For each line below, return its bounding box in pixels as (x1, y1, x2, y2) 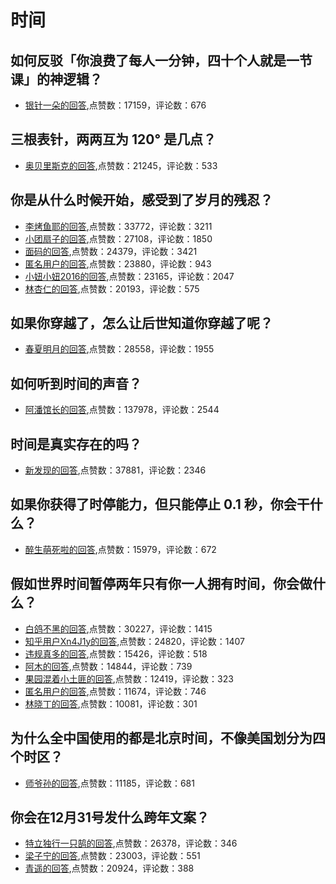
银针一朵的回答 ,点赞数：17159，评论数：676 (24, 99, 207, 111)
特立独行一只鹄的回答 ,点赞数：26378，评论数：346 (24, 837, 238, 850)
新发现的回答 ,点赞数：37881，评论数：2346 (24, 464, 207, 476)
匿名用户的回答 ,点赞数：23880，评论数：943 (24, 257, 212, 270)
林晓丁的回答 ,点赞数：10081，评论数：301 (24, 697, 198, 710)
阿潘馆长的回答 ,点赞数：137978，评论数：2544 (24, 404, 220, 416)
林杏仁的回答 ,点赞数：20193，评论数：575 (24, 282, 200, 295)
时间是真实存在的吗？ (10, 436, 142, 453)
